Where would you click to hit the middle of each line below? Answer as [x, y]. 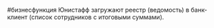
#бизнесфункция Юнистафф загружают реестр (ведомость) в [98, 10]
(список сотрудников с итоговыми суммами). [96, 17]
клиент [17, 17]
